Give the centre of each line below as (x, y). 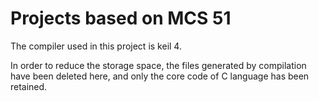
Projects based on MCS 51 (121, 18)
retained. (29, 86)
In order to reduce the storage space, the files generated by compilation (158, 65)
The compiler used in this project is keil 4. (96, 46)
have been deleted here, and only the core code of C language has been (160, 76)
